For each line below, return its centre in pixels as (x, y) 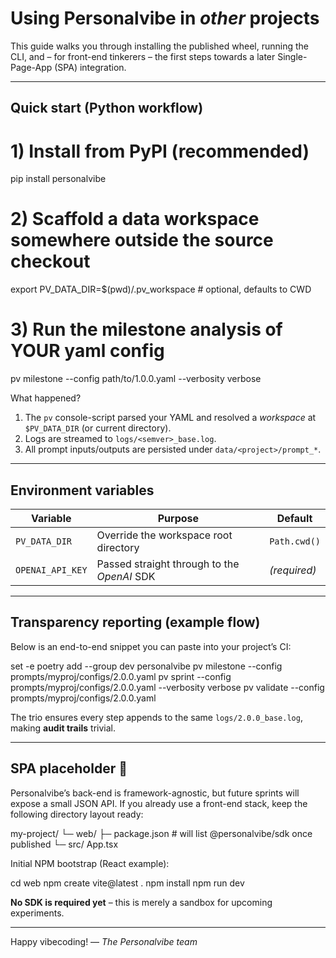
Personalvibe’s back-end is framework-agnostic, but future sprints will (155, 793)
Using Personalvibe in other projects (165, 18)
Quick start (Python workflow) (107, 108)
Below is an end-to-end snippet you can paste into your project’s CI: (151, 646)
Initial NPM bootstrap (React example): (90, 863)
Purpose (178, 518)
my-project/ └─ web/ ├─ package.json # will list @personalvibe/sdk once (161, 833)
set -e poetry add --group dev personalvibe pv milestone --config (146, 666)
